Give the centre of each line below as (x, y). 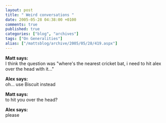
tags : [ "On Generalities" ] (34, 39)
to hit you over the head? (31, 99)
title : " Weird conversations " (40, 15)
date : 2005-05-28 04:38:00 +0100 (41, 19)
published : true (22, 29)
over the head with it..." (30, 69)
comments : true (21, 24)
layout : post (19, 10)
